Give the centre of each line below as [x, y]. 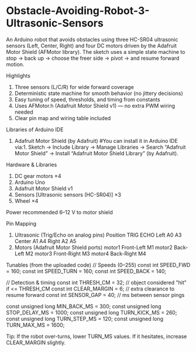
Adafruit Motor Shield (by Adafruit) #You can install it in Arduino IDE [96, 141]
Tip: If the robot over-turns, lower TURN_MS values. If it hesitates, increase [97, 336]
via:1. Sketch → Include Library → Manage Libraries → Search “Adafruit [100, 147]
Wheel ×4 [26, 201]
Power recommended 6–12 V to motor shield [59, 212]
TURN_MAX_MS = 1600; [35, 325]
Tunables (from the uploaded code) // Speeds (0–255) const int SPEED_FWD [98, 265]
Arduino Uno [30, 182]
